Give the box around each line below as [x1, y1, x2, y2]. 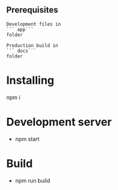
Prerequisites [6, 5, 58, 15]
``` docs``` [6, 48, 36, 54]
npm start [15, 135, 40, 142]
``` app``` [6, 26, 34, 32]
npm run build [15, 177, 50, 184]
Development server [6, 115, 112, 129]
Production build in [6, 42, 59, 48]
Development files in [6, 21, 61, 27]
